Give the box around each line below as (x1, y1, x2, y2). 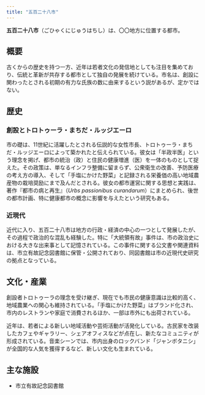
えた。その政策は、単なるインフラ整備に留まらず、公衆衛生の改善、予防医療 (6, 164, 199, 171)
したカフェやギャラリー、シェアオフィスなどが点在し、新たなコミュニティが (6, 330, 199, 337)
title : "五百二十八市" (6, 9, 59, 15)
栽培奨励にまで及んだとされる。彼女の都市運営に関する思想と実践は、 (22, 179, 199, 186)
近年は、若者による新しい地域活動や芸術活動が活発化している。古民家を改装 (6, 322, 199, 330)
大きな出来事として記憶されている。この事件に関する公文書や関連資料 (22, 242, 199, 249)
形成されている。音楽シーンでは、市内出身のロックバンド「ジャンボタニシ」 (6, 338, 199, 345)
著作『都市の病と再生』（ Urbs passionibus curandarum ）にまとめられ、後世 (6, 187, 199, 194)
